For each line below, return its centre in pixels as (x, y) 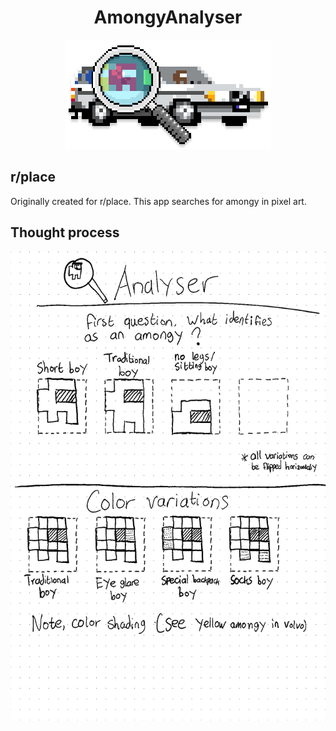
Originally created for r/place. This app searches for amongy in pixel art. (158, 201)
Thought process (65, 232)
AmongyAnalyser (168, 17)
